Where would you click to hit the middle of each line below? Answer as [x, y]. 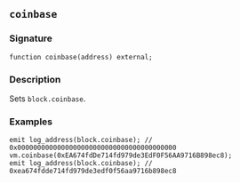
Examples [31, 122]
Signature [31, 38]
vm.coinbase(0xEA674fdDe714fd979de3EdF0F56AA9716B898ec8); [121, 155]
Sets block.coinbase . [48, 99]
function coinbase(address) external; [81, 57]
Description [35, 79]
